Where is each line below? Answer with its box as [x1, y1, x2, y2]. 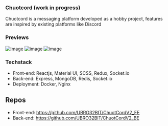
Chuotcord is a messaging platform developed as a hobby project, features [5, 16, 163, 22]
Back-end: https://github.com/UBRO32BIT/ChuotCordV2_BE [12, 115, 139, 121]
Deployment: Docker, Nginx [12, 81, 71, 87]
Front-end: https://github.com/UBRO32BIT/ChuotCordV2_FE [12, 109, 140, 115]
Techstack [5, 58, 32, 66]
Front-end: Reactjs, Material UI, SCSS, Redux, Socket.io [12, 70, 130, 76]
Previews [5, 34, 29, 41]
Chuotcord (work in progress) [5, 4, 81, 11]
